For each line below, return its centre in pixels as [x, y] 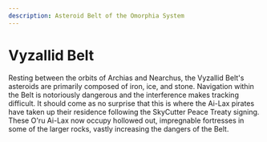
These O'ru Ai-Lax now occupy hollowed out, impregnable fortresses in [126, 120]
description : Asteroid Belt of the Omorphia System [96, 16]
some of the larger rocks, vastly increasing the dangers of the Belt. [119, 128]
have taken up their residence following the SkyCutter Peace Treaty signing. [134, 112]
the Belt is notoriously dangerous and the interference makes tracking [123, 95]
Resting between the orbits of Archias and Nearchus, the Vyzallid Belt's [126, 78]
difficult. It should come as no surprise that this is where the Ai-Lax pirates [131, 103]
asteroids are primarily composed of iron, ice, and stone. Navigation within [131, 86]
